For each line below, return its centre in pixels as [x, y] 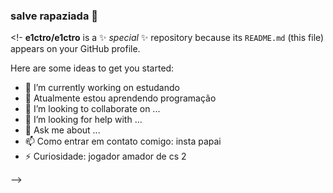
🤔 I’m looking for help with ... [83, 120]
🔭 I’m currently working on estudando [102, 88]
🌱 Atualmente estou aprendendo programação [120, 98]
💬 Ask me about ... [62, 130]
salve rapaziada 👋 [54, 16]
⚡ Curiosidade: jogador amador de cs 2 [105, 156]
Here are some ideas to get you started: [92, 68]
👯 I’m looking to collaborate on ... [92, 109]
